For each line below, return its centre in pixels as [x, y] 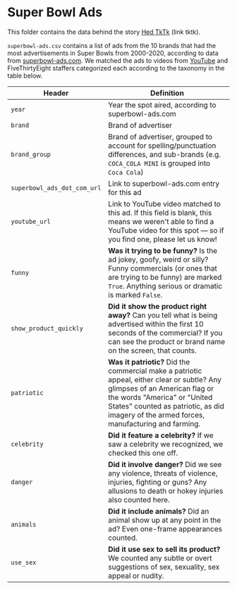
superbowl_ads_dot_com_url [56, 188]
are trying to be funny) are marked [165, 277]
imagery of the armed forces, [157, 415]
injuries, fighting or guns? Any [158, 482]
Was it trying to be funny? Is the [163, 250]
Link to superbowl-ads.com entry [164, 183]
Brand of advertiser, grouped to [160, 136]
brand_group [31, 154]
